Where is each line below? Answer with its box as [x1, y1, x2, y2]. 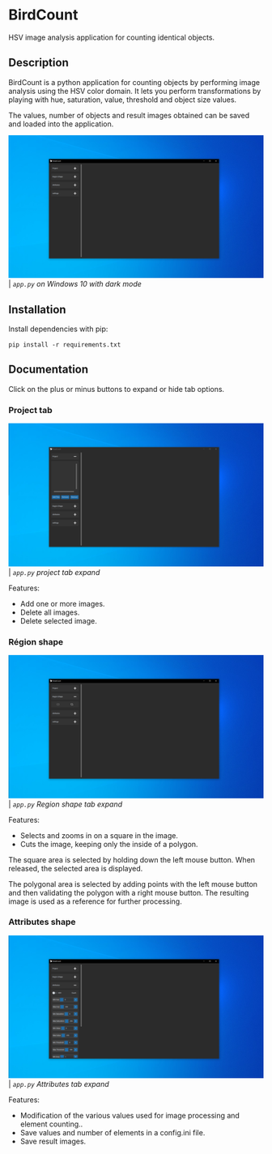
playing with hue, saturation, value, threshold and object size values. [8, 95, 237, 104]
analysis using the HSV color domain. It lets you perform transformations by [8, 86, 261, 96]
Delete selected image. [19, 615, 97, 625]
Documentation [8, 363, 89, 377]
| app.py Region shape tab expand [8, 799, 123, 809]
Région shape [8, 636, 64, 647]
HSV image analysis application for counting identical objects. [8, 32, 215, 42]
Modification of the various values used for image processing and [19, 1111, 240, 1121]
